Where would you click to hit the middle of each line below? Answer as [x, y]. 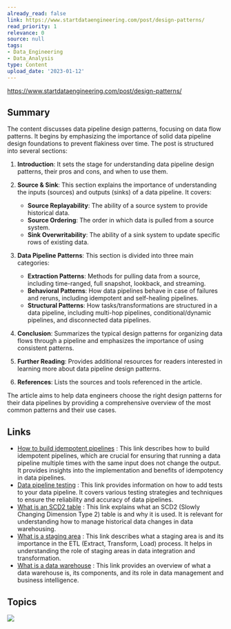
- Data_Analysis [30, 59]
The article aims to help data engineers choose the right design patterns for [114, 395]
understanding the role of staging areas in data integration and [106, 551]
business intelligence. [48, 580]
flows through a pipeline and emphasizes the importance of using [110, 341]
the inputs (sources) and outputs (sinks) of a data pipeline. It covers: [114, 192]
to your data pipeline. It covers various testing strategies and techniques [120, 493]
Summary [29, 112]
